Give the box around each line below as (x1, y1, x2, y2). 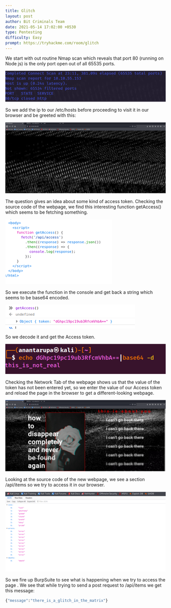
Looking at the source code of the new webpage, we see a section (5, 476, 145, 483)
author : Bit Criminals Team (5, 19, 65, 24)
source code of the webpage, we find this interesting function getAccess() (5, 204, 162, 210)
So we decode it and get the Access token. (5, 334, 96, 340)
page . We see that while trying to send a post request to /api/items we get (5, 582, 162, 589)
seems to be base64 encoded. (5, 295, 70, 301)
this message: (5, 588, 35, 594)
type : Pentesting (5, 30, 42, 35)
